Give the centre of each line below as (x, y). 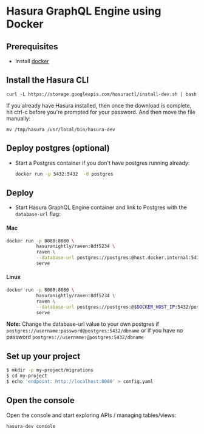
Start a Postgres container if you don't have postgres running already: (102, 163)
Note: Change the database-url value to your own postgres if (83, 324)
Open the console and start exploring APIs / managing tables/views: (91, 415)
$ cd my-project (27, 376)
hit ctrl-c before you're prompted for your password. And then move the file (101, 112)
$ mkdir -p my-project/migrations (50, 370)
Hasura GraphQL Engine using (84, 11)
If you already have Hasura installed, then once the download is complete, (99, 105)
